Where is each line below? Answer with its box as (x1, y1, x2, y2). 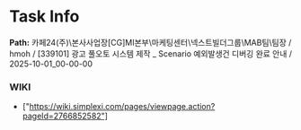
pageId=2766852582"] (22, 110, 108, 122)
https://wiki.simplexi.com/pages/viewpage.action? (29, 101, 216, 112)
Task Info (9, 6, 80, 27)
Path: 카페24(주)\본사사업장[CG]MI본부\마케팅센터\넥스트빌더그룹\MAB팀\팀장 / (9, 37, 292, 48)
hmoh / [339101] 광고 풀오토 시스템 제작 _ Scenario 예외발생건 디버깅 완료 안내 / (9, 48, 293, 59)
